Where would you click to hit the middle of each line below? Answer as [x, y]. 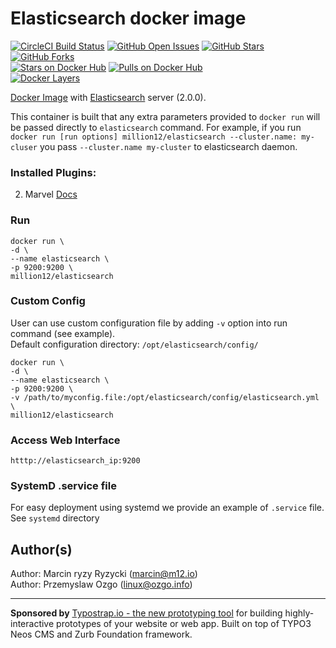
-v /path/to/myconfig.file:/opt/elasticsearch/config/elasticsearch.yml [165, 397]
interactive [32, 624]
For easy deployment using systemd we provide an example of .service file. [167, 508]
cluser [24, 147]
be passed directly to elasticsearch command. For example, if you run [156, 127]
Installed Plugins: [53, 172]
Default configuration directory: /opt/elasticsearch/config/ [134, 344]
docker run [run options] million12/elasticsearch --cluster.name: [154, 137]
